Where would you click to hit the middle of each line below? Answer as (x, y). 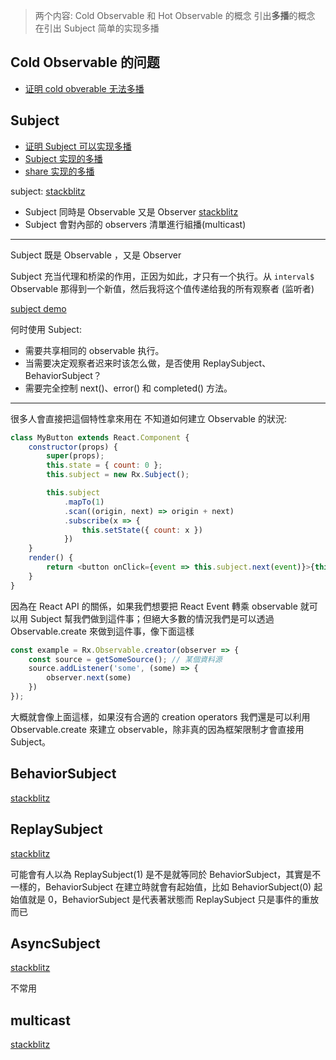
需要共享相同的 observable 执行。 (94, 350)
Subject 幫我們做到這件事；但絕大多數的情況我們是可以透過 (152, 618)
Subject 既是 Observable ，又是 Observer (96, 255)
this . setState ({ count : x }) (142, 530)
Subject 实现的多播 (63, 158)
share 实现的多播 (59, 171)
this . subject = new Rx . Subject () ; (118, 475)
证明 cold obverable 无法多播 (84, 88)
